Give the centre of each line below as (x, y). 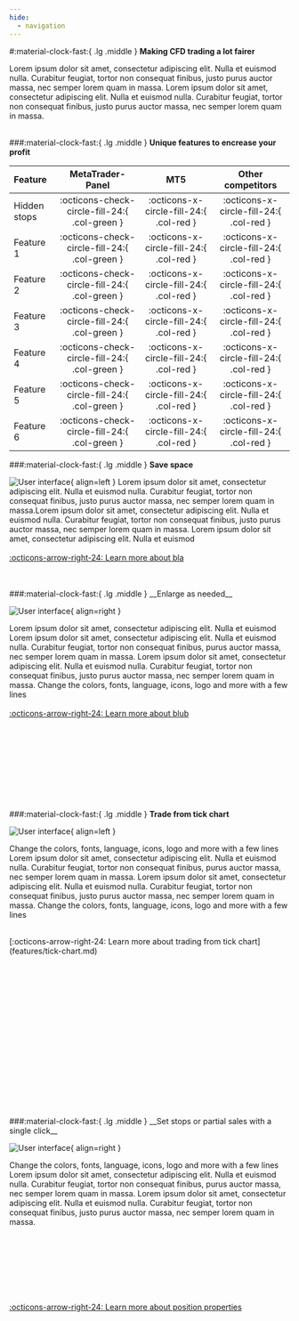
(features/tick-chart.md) (53, 951)
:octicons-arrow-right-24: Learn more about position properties (125, 1307)
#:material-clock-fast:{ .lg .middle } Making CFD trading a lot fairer (132, 51)
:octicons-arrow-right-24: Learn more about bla (97, 557)
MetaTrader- (98, 174)
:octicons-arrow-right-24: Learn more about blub (99, 713)
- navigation (41, 26)
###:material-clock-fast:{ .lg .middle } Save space (101, 465)
